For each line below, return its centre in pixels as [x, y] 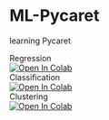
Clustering [29, 97]
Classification [35, 77]
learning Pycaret [40, 41]
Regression [30, 58]
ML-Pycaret [54, 16]
